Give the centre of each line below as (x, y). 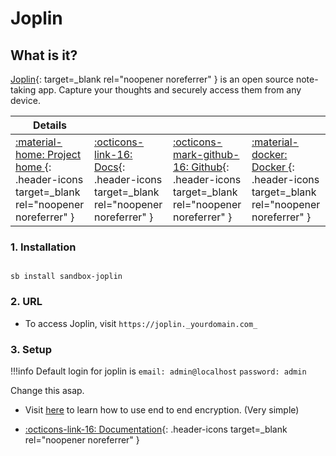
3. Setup (31, 349)
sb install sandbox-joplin (66, 277)
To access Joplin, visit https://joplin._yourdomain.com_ (141, 323)
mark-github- (206, 154)
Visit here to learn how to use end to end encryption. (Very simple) (162, 409)
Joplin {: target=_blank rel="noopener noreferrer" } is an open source (152, 79)
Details (50, 125)
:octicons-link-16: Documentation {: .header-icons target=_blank (156, 429)
